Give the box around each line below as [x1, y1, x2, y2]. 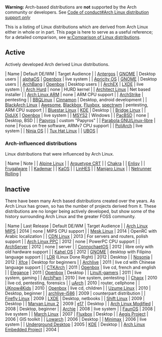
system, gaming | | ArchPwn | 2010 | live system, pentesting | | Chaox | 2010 [5, 275, 158, 280]
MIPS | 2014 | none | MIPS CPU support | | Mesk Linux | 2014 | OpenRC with [5, 228, 157, 234]
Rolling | [5, 171, 21, 177]
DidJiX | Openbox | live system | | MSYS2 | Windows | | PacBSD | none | [5, 112, 149, 118]
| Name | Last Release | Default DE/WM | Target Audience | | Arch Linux [5, 223, 148, 229]
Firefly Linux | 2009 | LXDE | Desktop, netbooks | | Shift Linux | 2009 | [5, 295, 145, 301]
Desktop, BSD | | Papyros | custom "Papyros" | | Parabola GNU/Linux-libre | [5, 117, 156, 123]
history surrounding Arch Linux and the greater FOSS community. [5, 213, 136, 219]
